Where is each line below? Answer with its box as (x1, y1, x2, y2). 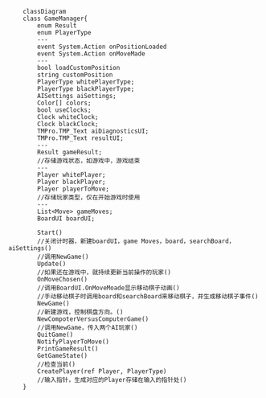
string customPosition (37, 71, 113, 79)
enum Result (37, 22, 78, 30)
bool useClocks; (37, 106, 92, 114)
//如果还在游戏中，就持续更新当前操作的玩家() (37, 269, 171, 277)
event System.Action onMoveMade (37, 50, 146, 58)
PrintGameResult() (37, 345, 99, 353)
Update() (37, 260, 67, 268)
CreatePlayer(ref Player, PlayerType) (37, 367, 167, 375)
